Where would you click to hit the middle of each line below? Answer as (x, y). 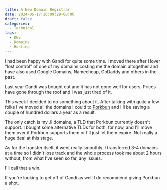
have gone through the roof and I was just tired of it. (59, 92)
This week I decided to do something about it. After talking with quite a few (82, 102)
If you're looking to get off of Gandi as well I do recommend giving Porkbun (83, 177)
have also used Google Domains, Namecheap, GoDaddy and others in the (81, 72)
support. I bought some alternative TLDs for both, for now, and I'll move (79, 127)
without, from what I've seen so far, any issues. (54, 158)
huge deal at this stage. (29, 138)
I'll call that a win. (23, 168)
